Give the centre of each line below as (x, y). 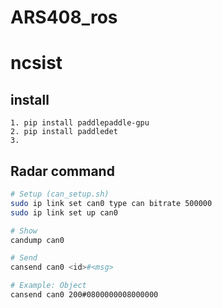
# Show (24, 231)
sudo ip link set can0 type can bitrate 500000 (111, 203)
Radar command (62, 171)
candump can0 (37, 240)
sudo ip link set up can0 (64, 212)
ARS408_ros (64, 17)
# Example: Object (48, 286)
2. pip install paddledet (64, 132)
